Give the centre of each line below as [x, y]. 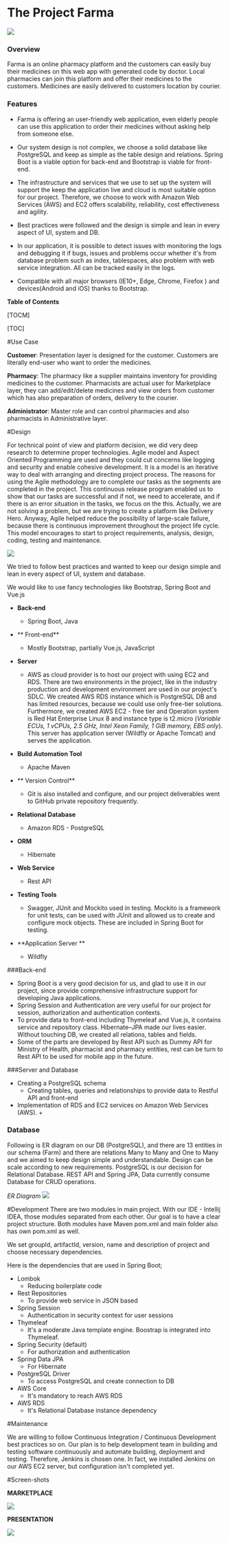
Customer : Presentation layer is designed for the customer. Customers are [113, 355]
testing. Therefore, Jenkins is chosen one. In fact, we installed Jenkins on [111, 1459]
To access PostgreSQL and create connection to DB [101, 1381]
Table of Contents [33, 302]
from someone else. [45, 134]
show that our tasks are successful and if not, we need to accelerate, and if [114, 496]
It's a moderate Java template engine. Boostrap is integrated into [119, 1329]
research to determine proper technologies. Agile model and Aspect [103, 452]
